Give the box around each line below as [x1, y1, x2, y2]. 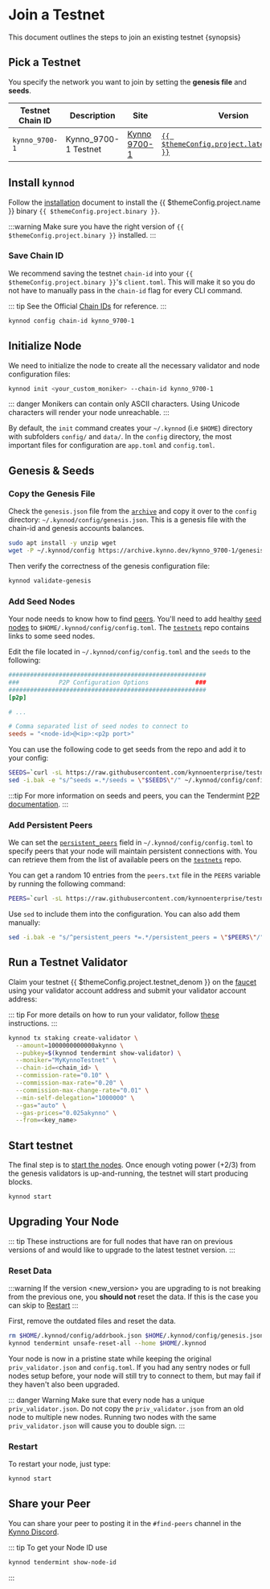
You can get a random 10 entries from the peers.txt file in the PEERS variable [8, 870, 261, 880]
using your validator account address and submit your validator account [8, 985, 247, 995]
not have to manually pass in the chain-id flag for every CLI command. [8, 285, 243, 295]
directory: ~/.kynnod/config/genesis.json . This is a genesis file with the [8, 515, 247, 525]
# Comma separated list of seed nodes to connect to [8, 723, 189, 731]
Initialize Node [8, 339, 82, 353]
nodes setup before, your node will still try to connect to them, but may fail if [8, 1371, 261, 1380]
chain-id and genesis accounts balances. [8, 524, 145, 533]
